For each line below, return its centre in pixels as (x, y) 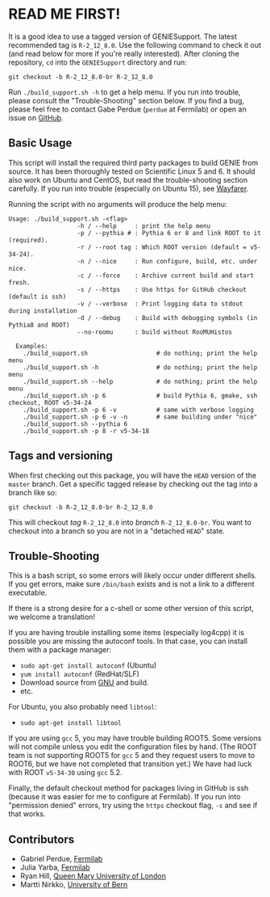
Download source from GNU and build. (84, 683)
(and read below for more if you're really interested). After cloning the (124, 53)
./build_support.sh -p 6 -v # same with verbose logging (138, 410)
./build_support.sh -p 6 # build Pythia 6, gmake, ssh (140, 396)
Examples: (32, 346)
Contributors (42, 839)
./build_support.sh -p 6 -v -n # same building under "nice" (140, 417)
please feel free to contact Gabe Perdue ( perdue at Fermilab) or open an (128, 109)
